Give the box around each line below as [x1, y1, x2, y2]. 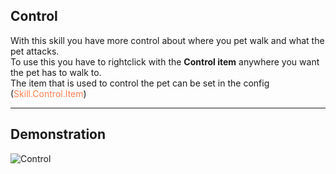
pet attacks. [10, 45, 60, 57]
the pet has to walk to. [10, 66, 102, 78]
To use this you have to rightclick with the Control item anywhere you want [10, 55, 320, 68]
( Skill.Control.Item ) [10, 87, 87, 99]
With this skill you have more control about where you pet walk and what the [10, 34, 325, 46]
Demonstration [10, 126, 107, 143]
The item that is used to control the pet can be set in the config [10, 77, 270, 89]
